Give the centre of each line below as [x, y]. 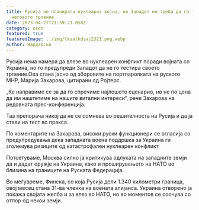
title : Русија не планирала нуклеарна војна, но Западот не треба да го [98, 12]
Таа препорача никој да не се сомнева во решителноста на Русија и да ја [99, 115]
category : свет [25, 28]
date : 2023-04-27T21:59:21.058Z [46, 22]
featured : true [25, 34]
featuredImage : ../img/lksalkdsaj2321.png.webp [66, 39]
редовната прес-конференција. [46, 104]
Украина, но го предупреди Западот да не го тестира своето [83, 67]
